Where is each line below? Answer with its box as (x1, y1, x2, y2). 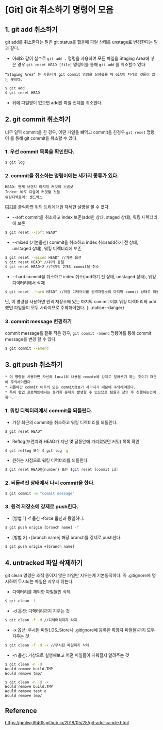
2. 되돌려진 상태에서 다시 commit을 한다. (5, 479, 95, 486)
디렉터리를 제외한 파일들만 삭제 (12, 589, 71, 595)
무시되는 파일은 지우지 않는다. (17, 578, 74, 584)
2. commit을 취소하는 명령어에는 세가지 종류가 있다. (5, 172, 119, 179)
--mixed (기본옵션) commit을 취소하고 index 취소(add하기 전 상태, (12, 239, 139, 245)
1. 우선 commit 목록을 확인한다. (5, 149, 75, 155)
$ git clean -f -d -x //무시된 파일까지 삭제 (5, 643, 90, 648)
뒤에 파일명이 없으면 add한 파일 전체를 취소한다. (12, 100, 103, 105)
